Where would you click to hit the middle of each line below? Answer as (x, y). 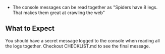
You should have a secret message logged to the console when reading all (82, 40)
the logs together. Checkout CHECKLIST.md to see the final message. (78, 46)
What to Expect (30, 29)
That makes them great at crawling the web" (59, 13)
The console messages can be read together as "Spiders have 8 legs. (85, 7)
